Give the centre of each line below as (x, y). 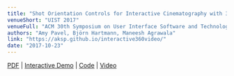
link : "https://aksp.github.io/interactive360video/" (87, 39)
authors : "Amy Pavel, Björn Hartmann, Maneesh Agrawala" (92, 33)
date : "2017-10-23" (36, 46)
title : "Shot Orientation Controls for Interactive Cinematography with (115, 13)
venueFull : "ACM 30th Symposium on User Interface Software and (102, 26)
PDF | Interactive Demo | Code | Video (62, 65)
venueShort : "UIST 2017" (43, 20)
